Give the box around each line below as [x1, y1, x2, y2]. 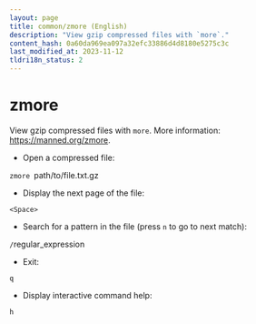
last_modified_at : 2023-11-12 [9, 47, 124, 56]
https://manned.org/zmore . [9, 134, 111, 146]
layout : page [9, 13, 59, 23]
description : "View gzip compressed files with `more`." [9, 30, 230, 39]
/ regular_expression [9, 238, 85, 249]
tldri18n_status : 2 [9, 56, 84, 65]
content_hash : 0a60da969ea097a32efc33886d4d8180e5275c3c [9, 38, 230, 48]
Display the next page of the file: [22, 187, 145, 198]
